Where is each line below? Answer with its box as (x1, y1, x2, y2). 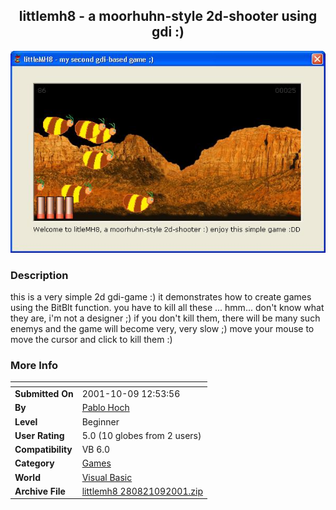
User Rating (14, 429, 65, 441)
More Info (10, 358, 59, 372)
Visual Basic (81, 471, 133, 483)
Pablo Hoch (81, 402, 130, 414)
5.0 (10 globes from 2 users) (81, 429, 202, 441)
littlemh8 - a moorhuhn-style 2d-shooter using (18, 8, 318, 25)
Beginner (81, 415, 120, 428)
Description (10, 268, 69, 282)
